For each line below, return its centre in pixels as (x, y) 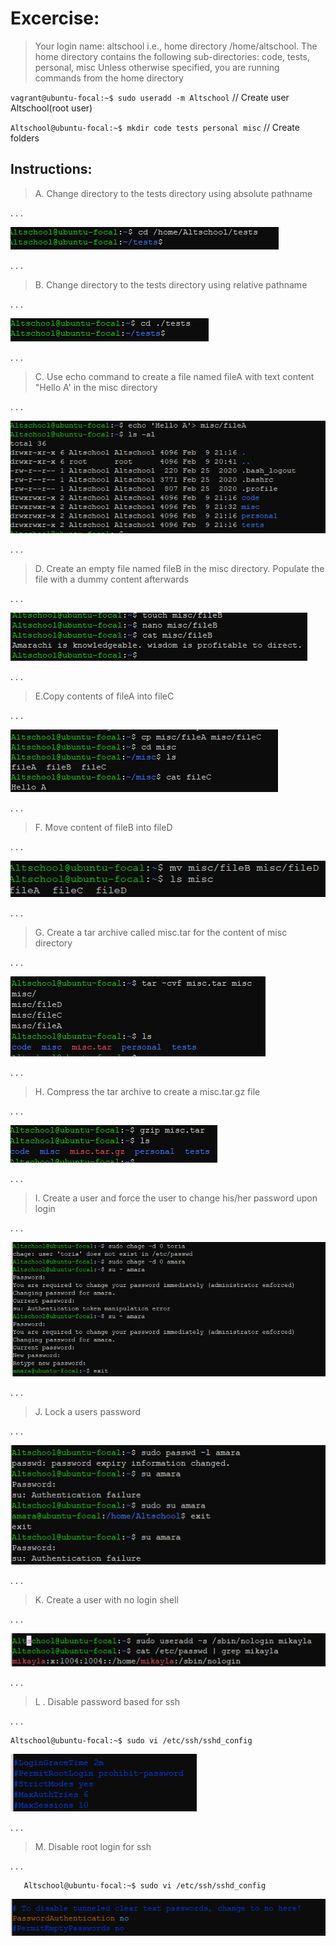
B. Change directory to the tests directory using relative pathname (171, 284)
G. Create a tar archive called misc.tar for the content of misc (161, 932)
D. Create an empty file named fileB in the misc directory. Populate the (179, 569)
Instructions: (51, 169)
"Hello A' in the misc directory (96, 387)
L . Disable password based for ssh (107, 1702)
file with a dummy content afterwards (112, 579)
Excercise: (55, 18)
